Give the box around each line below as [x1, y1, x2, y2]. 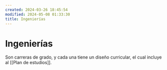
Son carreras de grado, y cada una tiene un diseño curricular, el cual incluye [5, 54, 162, 60]
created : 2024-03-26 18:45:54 [5, 7, 68, 12]
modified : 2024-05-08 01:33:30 [5, 12, 70, 17]
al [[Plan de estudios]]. [5, 60, 52, 66]
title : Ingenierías [5, 16, 46, 21]
